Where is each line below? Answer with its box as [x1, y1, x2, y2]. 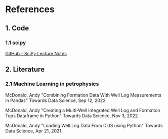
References [5, 4, 55, 15]
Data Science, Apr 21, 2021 [5, 128, 62, 134]
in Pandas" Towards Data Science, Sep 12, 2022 [5, 97, 106, 103]
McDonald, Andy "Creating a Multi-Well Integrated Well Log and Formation [5, 107, 160, 113]
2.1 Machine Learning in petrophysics [5, 80, 99, 87]
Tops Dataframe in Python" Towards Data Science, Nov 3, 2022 [5, 113, 138, 119]
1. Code [5, 24, 29, 32]
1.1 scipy [5, 39, 26, 46]
